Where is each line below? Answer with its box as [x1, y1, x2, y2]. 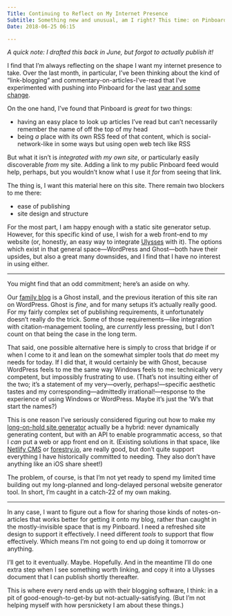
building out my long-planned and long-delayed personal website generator [7, 481, 223, 489]
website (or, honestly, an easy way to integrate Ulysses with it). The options [7, 238, 222, 246]
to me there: [7, 188, 42, 197]
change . [7, 91, 31, 99]
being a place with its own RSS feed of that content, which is [17, 132, 191, 141]
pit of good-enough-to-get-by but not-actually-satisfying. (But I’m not [7, 594, 206, 602]
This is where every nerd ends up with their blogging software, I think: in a [7, 586, 218, 595]
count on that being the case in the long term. [7, 330, 137, 338]
